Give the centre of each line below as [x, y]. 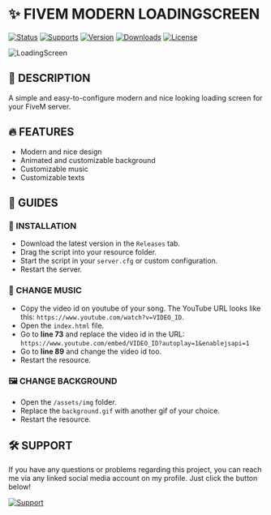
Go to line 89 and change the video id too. [91, 351]
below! [19, 487]
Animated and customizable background [88, 160]
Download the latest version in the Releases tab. [100, 243]
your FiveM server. [40, 106]
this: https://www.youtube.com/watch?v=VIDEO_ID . [102, 316]
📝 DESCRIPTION [49, 78]
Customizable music [54, 169]
